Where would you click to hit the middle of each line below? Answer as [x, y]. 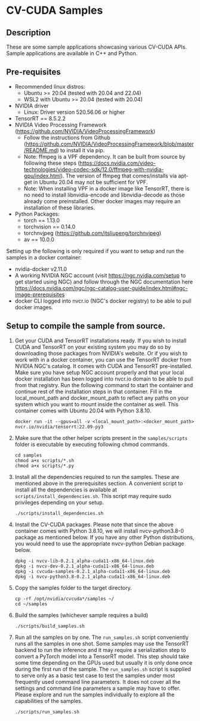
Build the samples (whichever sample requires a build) [81, 615]
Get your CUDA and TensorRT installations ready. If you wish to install [101, 340]
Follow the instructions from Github [67, 137]
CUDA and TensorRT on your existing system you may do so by [93, 347]
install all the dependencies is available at [66, 490]
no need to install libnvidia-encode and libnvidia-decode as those [104, 195]
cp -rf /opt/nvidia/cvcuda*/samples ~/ [64, 599]
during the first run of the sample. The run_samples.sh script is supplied [103, 669]
